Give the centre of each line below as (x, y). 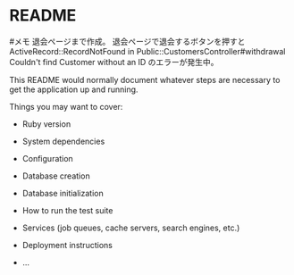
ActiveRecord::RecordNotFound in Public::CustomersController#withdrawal (147, 51)
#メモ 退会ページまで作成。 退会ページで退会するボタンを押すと (127, 41)
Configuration (47, 158)
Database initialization (63, 193)
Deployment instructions (67, 245)
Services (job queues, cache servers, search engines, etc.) (131, 228)
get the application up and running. (74, 89)
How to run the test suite (67, 210)
